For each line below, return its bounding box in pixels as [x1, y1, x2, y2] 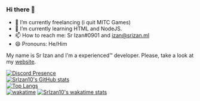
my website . [6, 58, 36, 65]
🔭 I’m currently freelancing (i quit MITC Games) [14, 19, 131, 26]
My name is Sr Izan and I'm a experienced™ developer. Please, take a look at [6, 52, 194, 59]
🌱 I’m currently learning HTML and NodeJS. [14, 25, 122, 32]
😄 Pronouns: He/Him [14, 40, 67, 48]
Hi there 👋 [6, 5, 36, 14]
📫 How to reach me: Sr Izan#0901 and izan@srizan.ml [14, 32, 150, 39]
